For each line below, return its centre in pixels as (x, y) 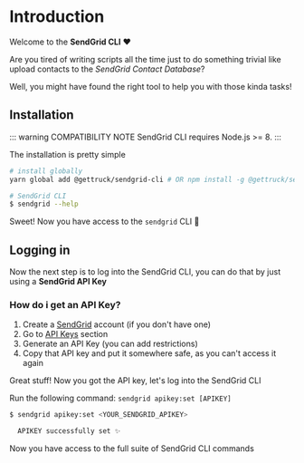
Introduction (57, 17)
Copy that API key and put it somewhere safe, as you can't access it (149, 353)
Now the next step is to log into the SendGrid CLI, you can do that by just (145, 272)
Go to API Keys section (65, 334)
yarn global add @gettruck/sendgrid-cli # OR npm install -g (127, 179)
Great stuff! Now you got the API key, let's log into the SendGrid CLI (135, 381)
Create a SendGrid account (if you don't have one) (116, 324)
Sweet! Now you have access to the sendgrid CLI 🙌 (104, 222)
